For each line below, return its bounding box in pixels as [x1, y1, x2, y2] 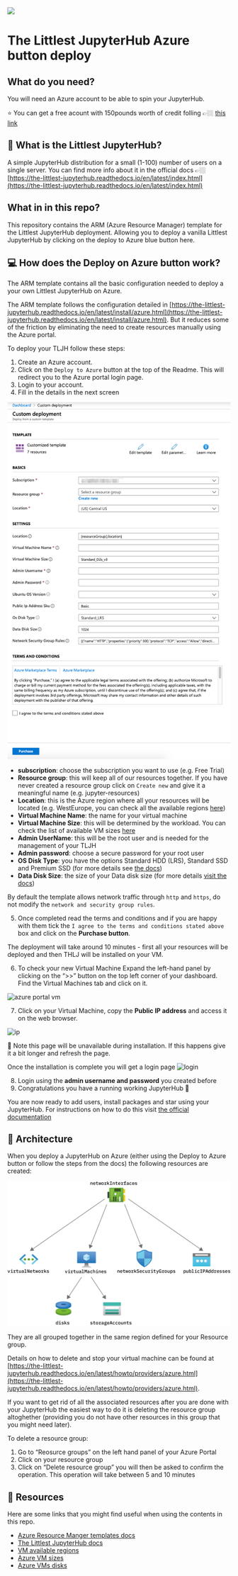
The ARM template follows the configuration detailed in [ [7, 300, 172, 309]
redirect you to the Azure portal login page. [17, 373, 144, 382]
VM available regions [17, 1546, 79, 1555]
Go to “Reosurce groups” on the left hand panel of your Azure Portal [17, 1448, 217, 1456]
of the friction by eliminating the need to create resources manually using [7, 323, 222, 331]
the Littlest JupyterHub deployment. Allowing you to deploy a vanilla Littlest [7, 228, 228, 237]
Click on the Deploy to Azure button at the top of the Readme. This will [17, 365, 225, 374]
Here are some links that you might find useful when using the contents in [7, 1510, 223, 1519]
